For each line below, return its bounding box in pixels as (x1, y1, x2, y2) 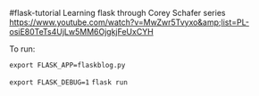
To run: (9, 44, 36, 54)
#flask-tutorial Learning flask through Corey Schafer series (9, 8, 226, 18)
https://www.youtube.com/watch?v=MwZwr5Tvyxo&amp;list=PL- (9, 17, 250, 28)
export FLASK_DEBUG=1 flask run (9, 78, 128, 87)
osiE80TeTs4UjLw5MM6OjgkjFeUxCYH (9, 27, 154, 36)
